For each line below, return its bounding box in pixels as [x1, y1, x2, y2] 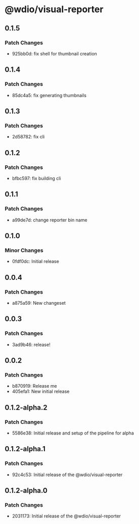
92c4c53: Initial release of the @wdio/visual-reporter [12, 472, 123, 478]
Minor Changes [5, 247, 43, 254]
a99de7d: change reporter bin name [12, 217, 87, 223]
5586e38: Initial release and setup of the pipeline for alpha [12, 430, 134, 436]
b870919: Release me [12, 383, 58, 389]
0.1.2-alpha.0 [5, 486, 48, 495]
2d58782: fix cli [12, 134, 45, 140]
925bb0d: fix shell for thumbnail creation [12, 50, 97, 56]
